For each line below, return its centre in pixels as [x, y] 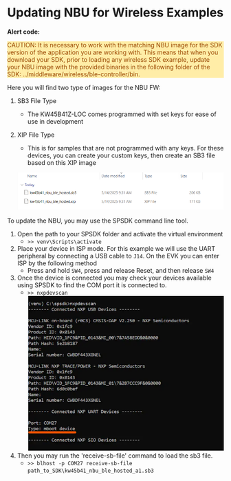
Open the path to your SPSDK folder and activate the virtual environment [120, 234]
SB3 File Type [37, 100]
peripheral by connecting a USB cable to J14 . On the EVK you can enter [118, 256]
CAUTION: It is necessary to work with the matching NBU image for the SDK [115, 45]
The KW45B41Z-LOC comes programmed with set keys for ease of [122, 114]
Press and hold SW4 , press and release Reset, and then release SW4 [121, 271]
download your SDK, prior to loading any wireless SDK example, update [109, 59]
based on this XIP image [62, 162]
